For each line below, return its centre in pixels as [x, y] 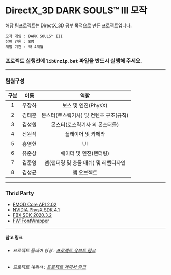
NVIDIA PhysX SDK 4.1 [36, 210]
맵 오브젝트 [85, 172]
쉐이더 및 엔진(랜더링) [85, 153]
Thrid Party [20, 193]
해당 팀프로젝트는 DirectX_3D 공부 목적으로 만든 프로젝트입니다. [69, 25]
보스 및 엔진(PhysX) [85, 105]
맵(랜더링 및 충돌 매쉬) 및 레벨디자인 [85, 162]
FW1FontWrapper [31, 221]
